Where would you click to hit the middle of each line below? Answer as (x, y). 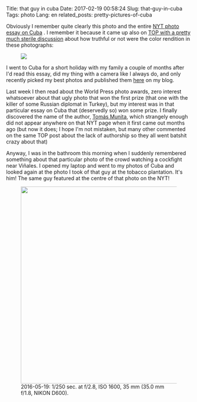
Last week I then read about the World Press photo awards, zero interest (94, 91)
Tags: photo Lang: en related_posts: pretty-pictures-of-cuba (79, 15)
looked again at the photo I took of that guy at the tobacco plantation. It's (94, 172)
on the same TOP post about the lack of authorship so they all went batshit (96, 135)
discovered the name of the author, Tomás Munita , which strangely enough (97, 117)
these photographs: (30, 45)
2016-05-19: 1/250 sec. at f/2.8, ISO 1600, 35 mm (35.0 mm (93, 387)
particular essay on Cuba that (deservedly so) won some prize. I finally (92, 110)
